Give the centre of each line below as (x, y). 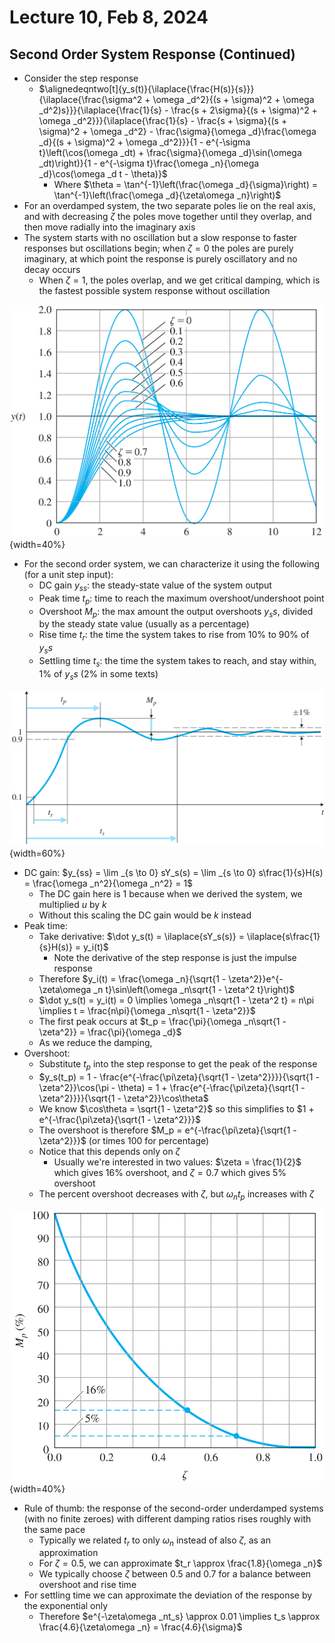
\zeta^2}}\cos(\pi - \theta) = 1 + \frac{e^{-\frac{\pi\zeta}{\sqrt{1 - (172, 1087)
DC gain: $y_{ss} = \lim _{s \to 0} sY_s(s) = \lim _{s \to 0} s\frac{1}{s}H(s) (173, 872)
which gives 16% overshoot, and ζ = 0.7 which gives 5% (170, 1172)
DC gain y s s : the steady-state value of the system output (155, 586)
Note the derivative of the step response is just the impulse (175, 957)
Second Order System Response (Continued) (152, 54)
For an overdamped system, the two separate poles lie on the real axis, (169, 205)
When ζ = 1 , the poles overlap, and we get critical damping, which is (179, 280)
